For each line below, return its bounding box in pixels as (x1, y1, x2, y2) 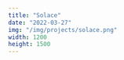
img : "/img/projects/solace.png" (8, 26, 118, 34)
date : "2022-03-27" (8, 19, 72, 26)
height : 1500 (8, 41, 51, 48)
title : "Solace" (8, 11, 61, 19)
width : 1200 (8, 33, 47, 41)
